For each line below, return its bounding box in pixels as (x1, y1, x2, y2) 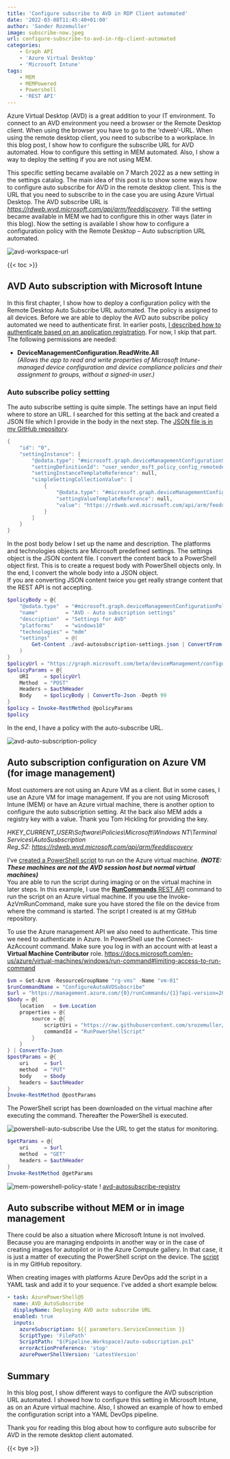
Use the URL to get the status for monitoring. (92, 1125, 219, 1133)
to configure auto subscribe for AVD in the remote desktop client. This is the (7, 183, 222, 191)
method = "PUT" (19, 1066, 66, 1073)
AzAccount (7, 942, 39, 950)
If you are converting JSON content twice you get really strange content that (7, 576, 223, 585)
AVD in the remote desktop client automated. (7, 1430, 133, 1439)
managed (16, 363, 44, 371)
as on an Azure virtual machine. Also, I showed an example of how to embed (7, 1403, 223, 1411)
